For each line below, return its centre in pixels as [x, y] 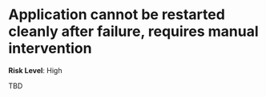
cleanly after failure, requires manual [133, 31]
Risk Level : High [35, 70]
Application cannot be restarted [117, 15]
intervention [50, 48]
